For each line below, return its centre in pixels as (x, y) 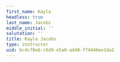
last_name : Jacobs (29, 22)
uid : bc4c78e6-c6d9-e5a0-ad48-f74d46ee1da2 (60, 50)
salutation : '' (25, 34)
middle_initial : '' (30, 28)
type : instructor (27, 45)
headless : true (25, 17)
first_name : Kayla (29, 12)
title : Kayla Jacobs (31, 39)
